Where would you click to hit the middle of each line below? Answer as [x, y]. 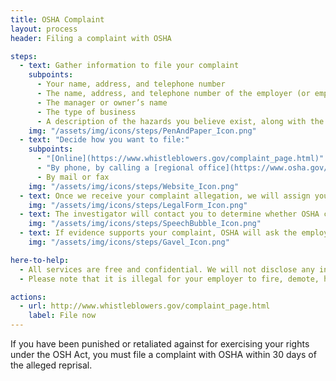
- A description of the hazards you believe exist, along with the [180, 121]
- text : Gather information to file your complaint [129, 66]
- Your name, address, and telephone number [131, 84]
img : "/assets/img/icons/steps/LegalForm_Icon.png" [138, 205]
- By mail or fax [73, 177]
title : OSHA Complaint [57, 19]
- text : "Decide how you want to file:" [104, 140]
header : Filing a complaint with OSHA [91, 38]
